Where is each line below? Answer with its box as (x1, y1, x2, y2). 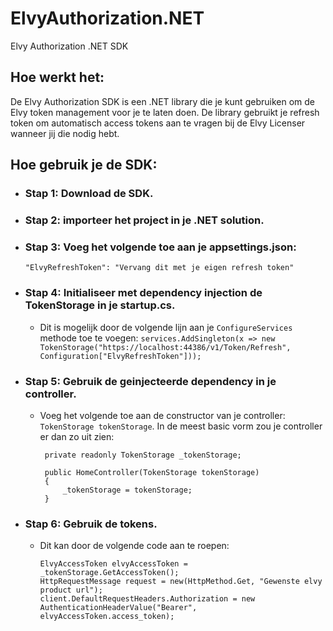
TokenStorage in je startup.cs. (24, 298, 176, 312)
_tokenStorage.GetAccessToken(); (39, 568, 180, 578)
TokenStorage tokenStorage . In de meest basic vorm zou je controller (39, 420, 323, 432)
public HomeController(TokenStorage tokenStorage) (44, 467, 260, 477)
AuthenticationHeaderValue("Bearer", (39, 603, 198, 613)
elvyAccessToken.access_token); (39, 612, 175, 622)
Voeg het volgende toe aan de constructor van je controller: (39, 409, 286, 421)
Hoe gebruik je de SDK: (10, 157, 158, 174)
